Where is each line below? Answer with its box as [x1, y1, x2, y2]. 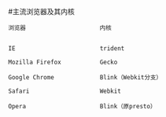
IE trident [8, 45, 125, 53]
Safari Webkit [8, 87, 122, 95]
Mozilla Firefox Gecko [8, 58, 118, 66]
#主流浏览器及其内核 [8, 7, 75, 16]
